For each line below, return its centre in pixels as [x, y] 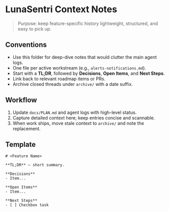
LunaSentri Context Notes [61, 9]
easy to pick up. [35, 28]
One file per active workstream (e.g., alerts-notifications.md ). [79, 68]
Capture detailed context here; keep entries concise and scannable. [84, 117]
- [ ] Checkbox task [27, 205]
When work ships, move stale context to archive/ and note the [78, 123]
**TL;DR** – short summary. [35, 165]
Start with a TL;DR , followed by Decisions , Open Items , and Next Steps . [89, 73]
